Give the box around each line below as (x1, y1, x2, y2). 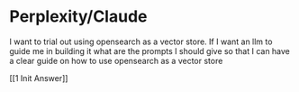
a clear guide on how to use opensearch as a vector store (9, 55, 223, 66)
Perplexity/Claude (9, 6, 148, 27)
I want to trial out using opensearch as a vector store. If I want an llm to (9, 36, 273, 47)
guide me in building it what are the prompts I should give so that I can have (9, 45, 291, 56)
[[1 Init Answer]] (9, 72, 68, 83)
